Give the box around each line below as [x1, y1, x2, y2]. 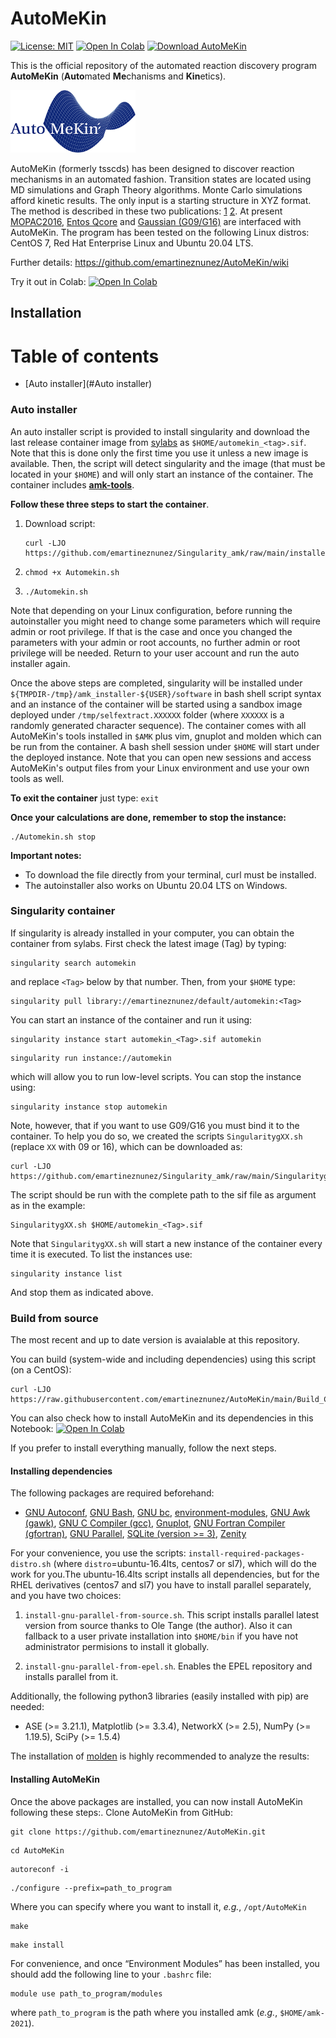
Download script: [24, 517, 96, 529]
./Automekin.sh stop [10, 832, 97, 842]
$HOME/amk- [279, 2008, 325, 2018]
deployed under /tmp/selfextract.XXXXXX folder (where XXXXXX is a [10, 708, 285, 721]
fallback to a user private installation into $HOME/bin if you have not [24, 1630, 298, 1642]
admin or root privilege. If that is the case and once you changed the [10, 625, 293, 637]
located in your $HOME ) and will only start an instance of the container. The [10, 468, 314, 480]
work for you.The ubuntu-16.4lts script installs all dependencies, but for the [10, 1568, 320, 1581]
